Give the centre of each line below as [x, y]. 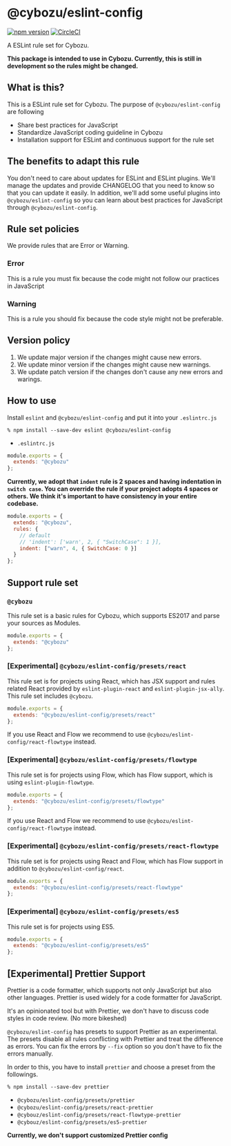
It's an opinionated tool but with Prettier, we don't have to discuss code [108, 1011]
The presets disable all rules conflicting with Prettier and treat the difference [115, 1039]
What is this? [36, 88]
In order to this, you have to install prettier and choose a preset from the [111, 1067]
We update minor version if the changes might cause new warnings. [114, 365]
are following [26, 111]
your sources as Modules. [44, 623]
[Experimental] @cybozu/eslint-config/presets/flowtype [102, 759]
